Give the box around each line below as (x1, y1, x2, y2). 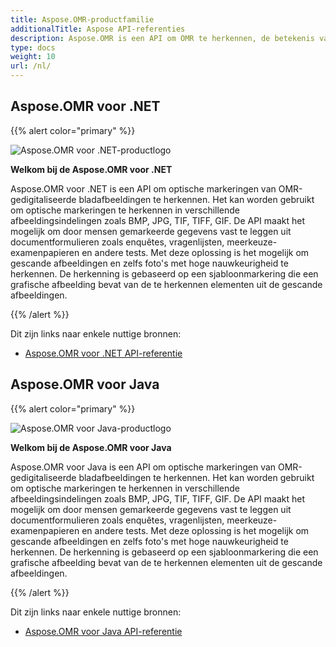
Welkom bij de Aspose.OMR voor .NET (10, 163, 173, 175)
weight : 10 (10, 52, 56, 62)
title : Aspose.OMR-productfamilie (10, 14, 155, 25)
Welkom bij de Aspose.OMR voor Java (10, 441, 172, 453)
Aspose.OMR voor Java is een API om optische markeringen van (10, 461, 277, 473)
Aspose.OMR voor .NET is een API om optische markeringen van (10, 182, 277, 195)
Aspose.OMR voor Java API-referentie (24, 625, 183, 637)
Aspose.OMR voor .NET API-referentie (24, 347, 183, 359)
